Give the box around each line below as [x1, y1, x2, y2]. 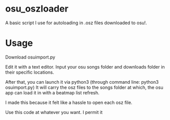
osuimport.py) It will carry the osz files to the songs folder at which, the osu [5, 84, 163, 90]
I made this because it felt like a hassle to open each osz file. [5, 99, 133, 105]
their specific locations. [5, 69, 54, 75]
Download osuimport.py [5, 54, 56, 60]
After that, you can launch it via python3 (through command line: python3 [5, 79, 159, 85]
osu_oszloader [5, 3, 69, 15]
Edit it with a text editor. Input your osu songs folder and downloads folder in [5, 64, 165, 70]
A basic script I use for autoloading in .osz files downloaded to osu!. [5, 20, 147, 26]
